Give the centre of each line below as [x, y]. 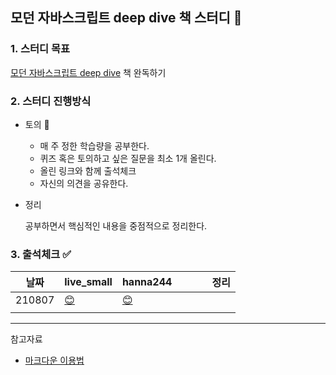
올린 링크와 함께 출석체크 [88, 170]
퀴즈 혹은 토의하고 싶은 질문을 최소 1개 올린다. [128, 158]
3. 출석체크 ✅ [41, 254]
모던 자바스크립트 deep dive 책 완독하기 [88, 72]
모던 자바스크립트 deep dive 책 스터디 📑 [126, 18]
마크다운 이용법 [54, 360]
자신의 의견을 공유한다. [84, 183]
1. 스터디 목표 [40, 49]
